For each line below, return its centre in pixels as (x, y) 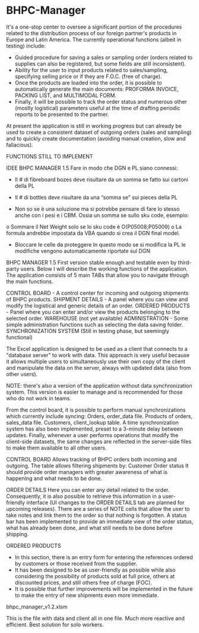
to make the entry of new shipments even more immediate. (87, 595)
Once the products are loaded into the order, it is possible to (88, 82)
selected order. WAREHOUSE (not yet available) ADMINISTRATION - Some (97, 318)
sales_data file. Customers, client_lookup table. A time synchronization (93, 422)
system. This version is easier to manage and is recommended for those (94, 392)
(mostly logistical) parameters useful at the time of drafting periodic (97, 108)
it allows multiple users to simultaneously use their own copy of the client (96, 361)
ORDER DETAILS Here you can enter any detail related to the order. (88, 489)
